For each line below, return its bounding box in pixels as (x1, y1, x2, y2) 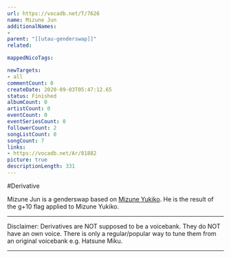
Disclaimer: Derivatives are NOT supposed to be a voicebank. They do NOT (7, 222, 221, 230)
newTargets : (7, 67, 41, 74)
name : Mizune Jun (7, 17, 57, 23)
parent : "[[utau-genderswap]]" (7, 36, 97, 43)
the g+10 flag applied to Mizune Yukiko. (7, 202, 119, 211)
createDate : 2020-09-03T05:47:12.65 (7, 86, 112, 93)
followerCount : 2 (7, 125, 57, 131)
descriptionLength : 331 (7, 163, 76, 170)
